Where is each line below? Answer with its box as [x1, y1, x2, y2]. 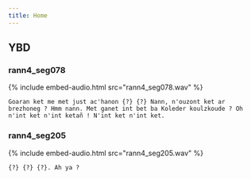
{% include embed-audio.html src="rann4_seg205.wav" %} [8, 148, 204, 158]
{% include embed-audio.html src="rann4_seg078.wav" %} [8, 82, 204, 92]
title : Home [8, 11, 48, 20]
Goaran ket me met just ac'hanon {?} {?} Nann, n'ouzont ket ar [8, 98, 226, 106]
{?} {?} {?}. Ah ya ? [8, 163, 80, 171]
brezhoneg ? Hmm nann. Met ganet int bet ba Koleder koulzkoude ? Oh [8, 105, 244, 113]
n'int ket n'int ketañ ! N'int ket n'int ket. [8, 112, 165, 120]
